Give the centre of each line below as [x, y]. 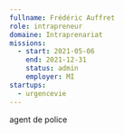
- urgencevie [42, 93]
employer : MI [50, 77]
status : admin [52, 69]
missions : [28, 43]
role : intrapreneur [46, 26]
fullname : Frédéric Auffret [62, 18]
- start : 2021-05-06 [56, 52]
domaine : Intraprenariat [56, 34]
